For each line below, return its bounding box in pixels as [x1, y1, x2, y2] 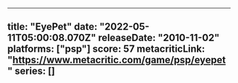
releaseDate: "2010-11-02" [98, 32, 220, 44]
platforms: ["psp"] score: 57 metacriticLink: [7, 43, 205, 55]
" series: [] [7, 65, 55, 77]
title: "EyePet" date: [7, 21, 98, 33]
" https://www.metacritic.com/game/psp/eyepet [7, 54, 226, 66]
